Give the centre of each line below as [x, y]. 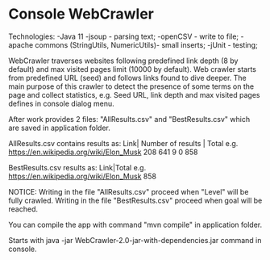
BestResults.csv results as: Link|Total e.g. [77, 167]
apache [21, 44]
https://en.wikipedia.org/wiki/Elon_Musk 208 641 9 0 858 [103, 152]
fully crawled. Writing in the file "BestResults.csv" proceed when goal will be [135, 200]
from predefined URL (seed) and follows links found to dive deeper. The [128, 78]
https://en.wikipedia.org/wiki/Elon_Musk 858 [83, 176]
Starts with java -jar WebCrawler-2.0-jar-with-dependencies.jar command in [135, 240]
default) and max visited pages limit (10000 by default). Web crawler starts [132, 69]
